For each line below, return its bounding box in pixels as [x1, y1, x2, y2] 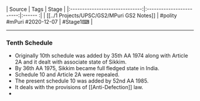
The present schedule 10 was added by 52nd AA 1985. [14, 77, 149, 84]
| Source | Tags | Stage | [6, 6, 66, 12]
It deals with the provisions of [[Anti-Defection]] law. [14, 84, 143, 91]
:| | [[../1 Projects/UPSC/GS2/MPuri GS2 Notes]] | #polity [38, 12, 177, 19]
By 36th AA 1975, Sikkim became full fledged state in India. [14, 65, 160, 72]
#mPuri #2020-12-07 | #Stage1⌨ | [6, 18, 93, 25]
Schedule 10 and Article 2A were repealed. [14, 71, 120, 78]
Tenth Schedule [6, 39, 53, 47]
